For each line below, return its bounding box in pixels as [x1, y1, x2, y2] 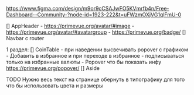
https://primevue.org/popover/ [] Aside [6, 65, 100, 72]
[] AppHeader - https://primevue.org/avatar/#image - [6, 23, 135, 29]
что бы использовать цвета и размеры [6, 82, 103, 89]
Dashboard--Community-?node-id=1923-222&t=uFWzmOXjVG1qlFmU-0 [6, 11, 182, 18]
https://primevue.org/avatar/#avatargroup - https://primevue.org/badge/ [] [6, 29, 186, 36]
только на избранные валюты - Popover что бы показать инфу [6, 58, 162, 65]
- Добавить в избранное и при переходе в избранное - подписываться [6, 52, 185, 59]
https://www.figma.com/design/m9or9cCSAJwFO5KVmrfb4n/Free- [6, 5, 169, 12]
